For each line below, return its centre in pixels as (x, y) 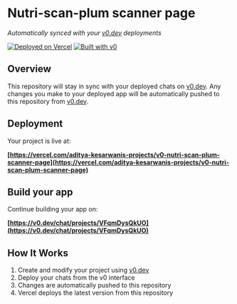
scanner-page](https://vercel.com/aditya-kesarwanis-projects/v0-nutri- (118, 162)
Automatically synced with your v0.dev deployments (84, 33)
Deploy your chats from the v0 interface (76, 278)
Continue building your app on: (53, 209)
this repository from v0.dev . (48, 101)
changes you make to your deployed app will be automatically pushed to (114, 93)
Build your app (40, 192)
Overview (30, 69)
